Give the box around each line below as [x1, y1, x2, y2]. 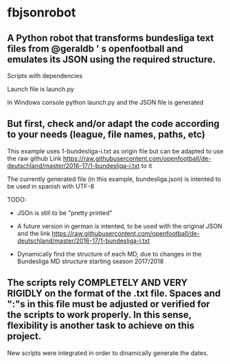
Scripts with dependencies [7, 72, 83, 80]
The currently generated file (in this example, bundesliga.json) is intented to [7, 175, 222, 183]
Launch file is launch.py [7, 85, 74, 93]
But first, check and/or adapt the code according [7, 118, 220, 130]
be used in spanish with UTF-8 [7, 182, 95, 190]
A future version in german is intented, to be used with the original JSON [16, 221, 223, 230]
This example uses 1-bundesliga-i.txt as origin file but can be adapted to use [7, 147, 224, 155]
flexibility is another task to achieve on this [7, 320, 195, 332]
